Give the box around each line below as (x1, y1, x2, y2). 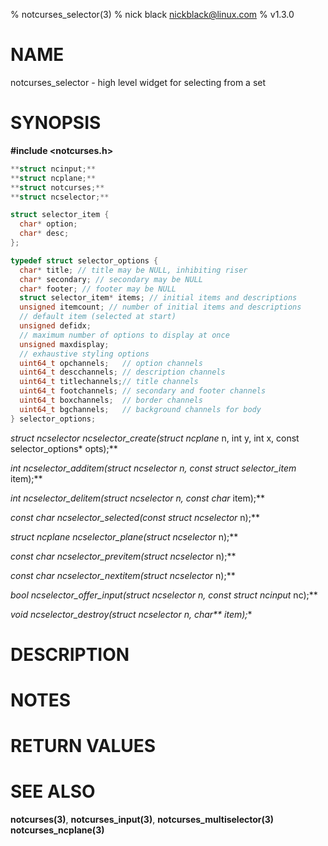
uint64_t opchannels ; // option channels (19, 358, 203, 368)
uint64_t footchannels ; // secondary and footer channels (19, 386, 267, 396)
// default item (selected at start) (19, 312, 177, 322)
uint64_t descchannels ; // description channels (19, 367, 226, 378)
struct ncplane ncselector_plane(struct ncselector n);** (10, 530, 239, 543)
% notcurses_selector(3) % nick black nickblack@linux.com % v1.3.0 (10, 9, 295, 20)
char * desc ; (19, 229, 70, 239)
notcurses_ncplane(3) (10, 824, 105, 836)
